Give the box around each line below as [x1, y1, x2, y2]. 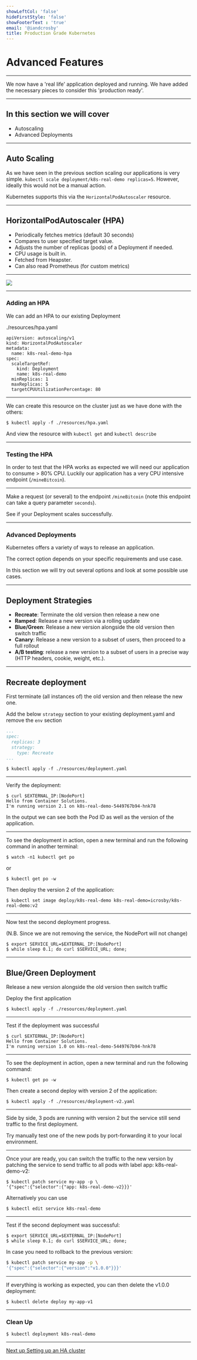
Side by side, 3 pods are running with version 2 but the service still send [6, 1115, 181, 1122]
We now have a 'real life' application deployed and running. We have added [6, 80, 188, 88]
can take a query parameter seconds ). [6, 500, 97, 507]
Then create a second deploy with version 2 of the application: [6, 1087, 158, 1095]
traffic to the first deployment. [6, 1121, 79, 1128]
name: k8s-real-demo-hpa [11, 350, 72, 356]
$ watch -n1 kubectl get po [6, 855, 75, 860]
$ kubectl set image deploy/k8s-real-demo [6, 897, 111, 904]
